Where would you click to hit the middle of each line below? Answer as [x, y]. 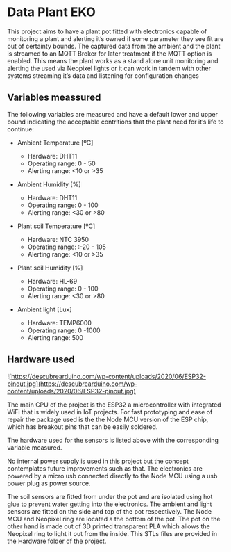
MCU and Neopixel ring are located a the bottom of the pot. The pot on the [114, 519]
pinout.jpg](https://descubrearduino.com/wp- [72, 384]
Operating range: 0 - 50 [61, 163]
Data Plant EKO [51, 12]
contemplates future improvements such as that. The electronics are [105, 468]
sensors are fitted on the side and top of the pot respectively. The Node [110, 511]
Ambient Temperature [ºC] [55, 143]
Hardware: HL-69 [52, 281]
